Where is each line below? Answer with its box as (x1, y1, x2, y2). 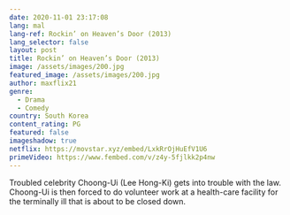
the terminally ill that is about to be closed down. (9, 196, 186, 206)
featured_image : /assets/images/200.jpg (9, 71, 161, 80)
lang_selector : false (9, 37, 89, 47)
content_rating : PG (9, 120, 81, 129)
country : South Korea (9, 111, 89, 120)
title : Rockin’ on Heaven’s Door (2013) (9, 54, 161, 63)
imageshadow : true (9, 136, 77, 145)
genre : (9, 87, 34, 96)
